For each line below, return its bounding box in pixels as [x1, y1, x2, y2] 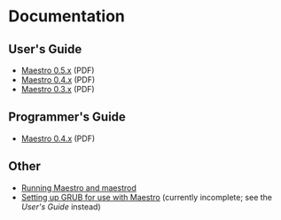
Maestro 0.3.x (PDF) [20, 84, 95, 94]
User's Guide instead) [20, 201, 101, 212]
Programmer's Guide [8, 109, 126, 125]
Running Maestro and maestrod [20, 182, 137, 192]
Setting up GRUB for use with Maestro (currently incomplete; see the [20, 192, 272, 202]
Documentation [8, 6, 126, 27]
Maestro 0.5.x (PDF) [20, 65, 95, 75]
